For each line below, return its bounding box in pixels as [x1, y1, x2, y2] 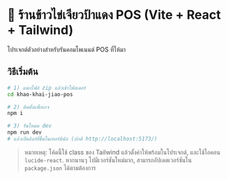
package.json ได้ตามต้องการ [24, 164, 96, 172]
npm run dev [7, 129, 42, 136]
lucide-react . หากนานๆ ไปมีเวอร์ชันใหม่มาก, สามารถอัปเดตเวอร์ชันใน [24, 155, 192, 164]
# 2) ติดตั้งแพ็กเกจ [7, 103, 50, 111]
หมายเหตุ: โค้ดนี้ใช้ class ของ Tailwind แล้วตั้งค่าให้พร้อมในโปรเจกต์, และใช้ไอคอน [24, 148, 221, 156]
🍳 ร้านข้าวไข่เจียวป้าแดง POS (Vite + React [7, 7, 221, 23]
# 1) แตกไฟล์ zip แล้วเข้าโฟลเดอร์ [7, 84, 86, 91]
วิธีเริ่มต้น [7, 66, 38, 78]
